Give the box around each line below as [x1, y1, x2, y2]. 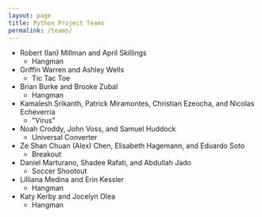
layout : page [8, 11, 52, 20]
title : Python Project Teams [8, 19, 105, 27]
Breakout [31, 149, 62, 159]
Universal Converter [31, 133, 98, 142]
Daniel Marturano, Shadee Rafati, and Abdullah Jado [19, 158, 192, 168]
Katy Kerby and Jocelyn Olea [19, 192, 116, 201]
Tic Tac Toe [31, 73, 71, 83]
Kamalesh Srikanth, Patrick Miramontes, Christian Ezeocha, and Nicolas [19, 99, 255, 108]
